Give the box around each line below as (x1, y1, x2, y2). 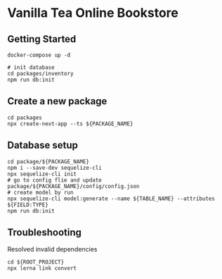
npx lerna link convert (7, 265, 77, 272)
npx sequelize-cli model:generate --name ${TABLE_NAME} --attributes (7, 195, 216, 202)
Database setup (7, 139, 79, 151)
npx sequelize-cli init (7, 170, 77, 178)
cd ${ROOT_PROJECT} (7, 259, 65, 266)
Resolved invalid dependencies (7, 245, 98, 254)
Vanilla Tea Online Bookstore (7, 5, 179, 21)
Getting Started (7, 33, 77, 45)
